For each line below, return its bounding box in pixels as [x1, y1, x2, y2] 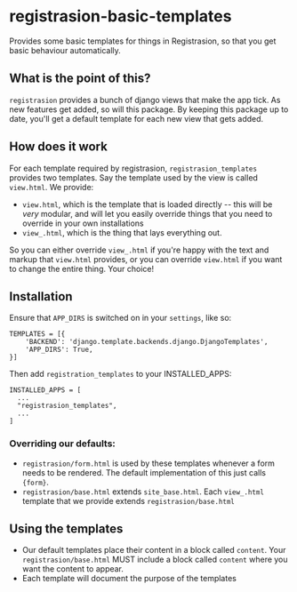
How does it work [9, 140, 108, 155]
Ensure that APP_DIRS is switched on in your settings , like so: [9, 313, 232, 324]
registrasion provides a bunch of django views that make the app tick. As [9, 94, 281, 105]
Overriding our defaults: [9, 437, 116, 450]
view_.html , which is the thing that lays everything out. [21, 227, 222, 237]
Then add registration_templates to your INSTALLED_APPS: [9, 369, 232, 380]
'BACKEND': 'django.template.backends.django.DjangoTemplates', [25, 338, 269, 347]
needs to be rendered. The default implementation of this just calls [21, 467, 267, 477]
